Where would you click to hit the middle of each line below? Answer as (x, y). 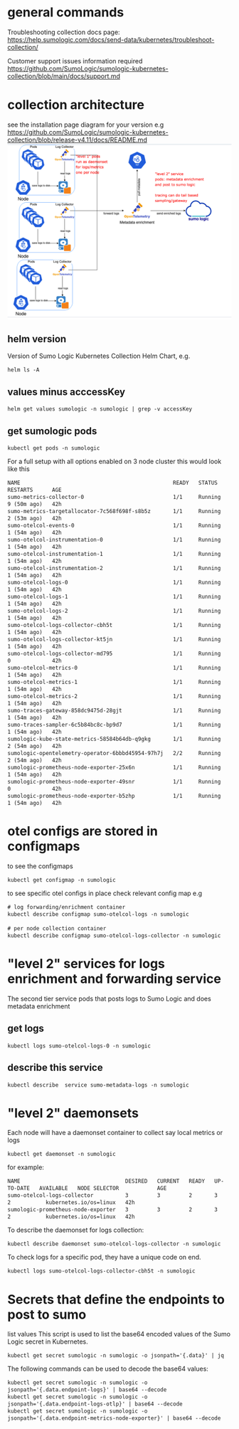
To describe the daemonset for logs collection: (76, 1230)
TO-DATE (19, 1188)
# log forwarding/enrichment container (67, 907)
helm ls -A (23, 370)
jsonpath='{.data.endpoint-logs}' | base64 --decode (87, 1390)
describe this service (55, 1068)
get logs (26, 1029)
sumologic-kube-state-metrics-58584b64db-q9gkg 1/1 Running (114, 739)
